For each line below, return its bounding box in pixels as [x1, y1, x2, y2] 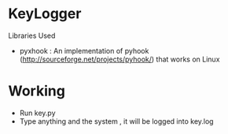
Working [8, 82, 65, 100]
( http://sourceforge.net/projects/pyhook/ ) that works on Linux [19, 54, 220, 64]
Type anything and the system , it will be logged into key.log [19, 116, 214, 126]
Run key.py [19, 108, 57, 117]
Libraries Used [8, 31, 56, 40]
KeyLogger [8, 5, 82, 23]
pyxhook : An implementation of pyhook [19, 46, 149, 55]
